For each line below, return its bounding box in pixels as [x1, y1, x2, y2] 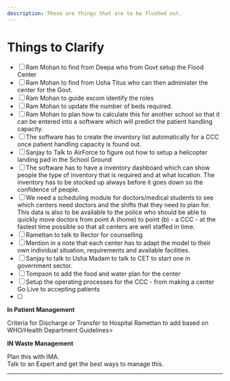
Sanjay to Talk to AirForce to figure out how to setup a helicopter [25, 148, 207, 156]
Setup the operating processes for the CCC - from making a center [25, 278, 214, 286]
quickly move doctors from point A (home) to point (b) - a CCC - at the [16, 215, 216, 223]
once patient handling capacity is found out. [16, 140, 142, 148]
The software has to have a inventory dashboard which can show [25, 163, 210, 172]
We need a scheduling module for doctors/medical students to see [25, 193, 214, 202]
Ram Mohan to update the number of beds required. [25, 102, 172, 110]
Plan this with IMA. [7, 352, 60, 360]
